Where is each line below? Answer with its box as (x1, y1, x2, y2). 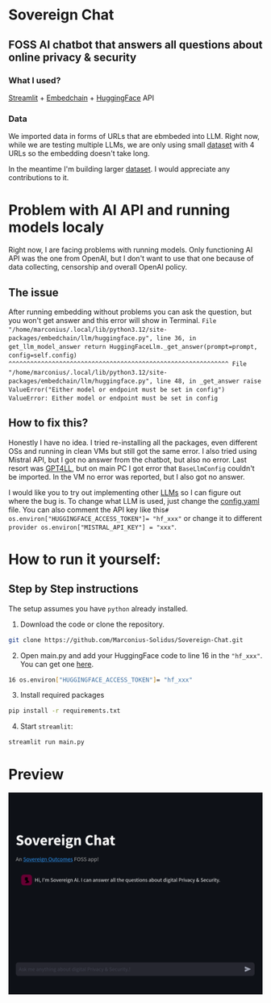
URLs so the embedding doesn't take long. (8, 149, 150, 158)
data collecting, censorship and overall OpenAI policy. (8, 262, 188, 272)
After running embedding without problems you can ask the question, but (8, 307, 252, 317)
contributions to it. (8, 173, 69, 183)
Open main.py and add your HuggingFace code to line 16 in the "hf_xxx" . (19, 650, 263, 660)
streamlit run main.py (8, 738, 85, 746)
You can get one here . (19, 659, 94, 669)
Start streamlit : (19, 721, 73, 732)
